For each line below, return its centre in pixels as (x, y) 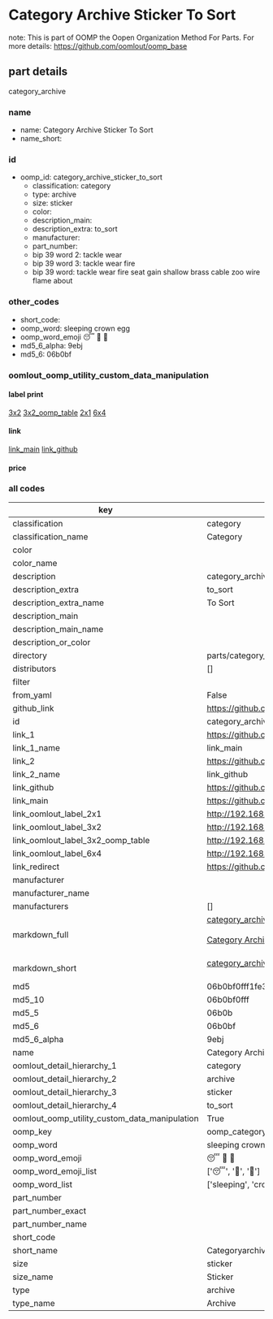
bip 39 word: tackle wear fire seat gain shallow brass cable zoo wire (146, 272)
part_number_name (50, 1224)
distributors (35, 668)
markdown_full (41, 934)
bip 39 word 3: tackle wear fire (84, 264)
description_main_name (58, 629)
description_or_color (52, 642)
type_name (34, 1303)
